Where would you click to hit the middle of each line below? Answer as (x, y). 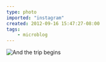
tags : (13, 29)
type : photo (21, 12)
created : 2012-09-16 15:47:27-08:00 (53, 23)
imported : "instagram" (35, 18)
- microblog (32, 35)
